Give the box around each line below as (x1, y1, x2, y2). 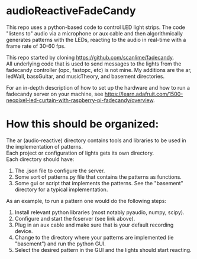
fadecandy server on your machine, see (6, 90, 104, 97)
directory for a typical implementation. (14, 186, 108, 193)
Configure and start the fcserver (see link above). (14, 215, 135, 222)
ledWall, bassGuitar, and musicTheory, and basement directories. (6, 73, 164, 80)
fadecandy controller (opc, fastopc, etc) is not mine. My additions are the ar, (6, 66, 192, 73)
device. (14, 227, 33, 234)
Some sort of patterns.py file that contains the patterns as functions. (14, 173, 182, 181)
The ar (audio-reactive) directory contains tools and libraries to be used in (6, 137, 186, 144)
